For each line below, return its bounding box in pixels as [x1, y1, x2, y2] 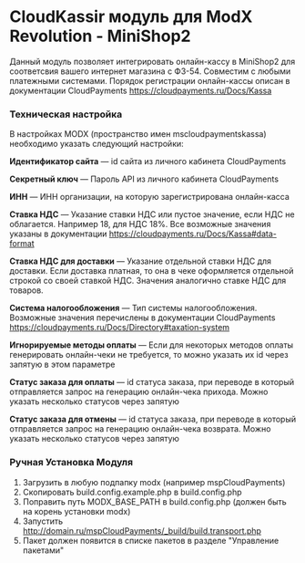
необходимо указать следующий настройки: [9, 139, 184, 150]
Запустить [22, 516, 64, 527]
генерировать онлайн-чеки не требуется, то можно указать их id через [9, 349, 289, 360]
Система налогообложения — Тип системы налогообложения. [9, 303, 258, 314]
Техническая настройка [9, 108, 123, 120]
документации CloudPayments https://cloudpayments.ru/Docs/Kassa [9, 85, 272, 96]
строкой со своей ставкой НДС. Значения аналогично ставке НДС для [9, 276, 287, 287]
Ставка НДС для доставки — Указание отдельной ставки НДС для [9, 255, 271, 266]
